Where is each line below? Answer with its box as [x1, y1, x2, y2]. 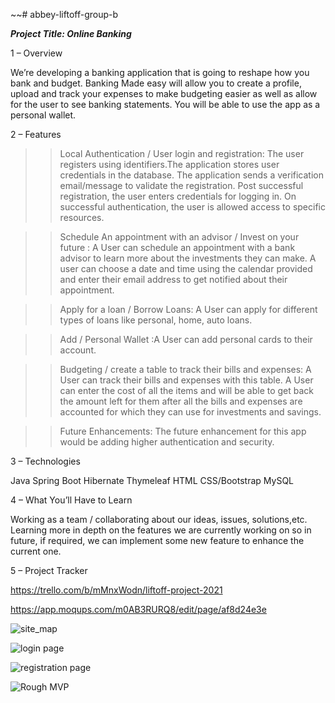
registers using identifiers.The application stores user [59, 159, 280, 170]
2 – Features [10, 129, 62, 140]
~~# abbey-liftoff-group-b [10, 9, 119, 20]
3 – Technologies [10, 455, 81, 467]
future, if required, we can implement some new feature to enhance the [10, 535, 305, 546]
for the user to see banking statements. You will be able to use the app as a [10, 99, 321, 110]
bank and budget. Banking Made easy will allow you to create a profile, [10, 77, 302, 89]
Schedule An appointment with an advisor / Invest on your [59, 231, 300, 243]
